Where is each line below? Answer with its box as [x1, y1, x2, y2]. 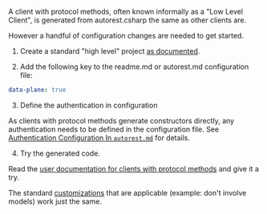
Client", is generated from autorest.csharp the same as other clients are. [8, 15, 247, 25]
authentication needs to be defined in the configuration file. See [8, 124, 219, 134]
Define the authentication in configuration [19, 100, 158, 110]
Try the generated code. [19, 148, 100, 158]
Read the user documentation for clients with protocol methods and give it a [8, 164, 259, 173]
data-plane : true [8, 86, 67, 94]
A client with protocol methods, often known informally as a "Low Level [8, 7, 243, 16]
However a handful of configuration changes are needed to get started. [8, 31, 245, 40]
